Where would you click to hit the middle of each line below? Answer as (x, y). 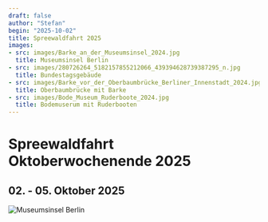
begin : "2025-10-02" (43, 30)
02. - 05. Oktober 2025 (67, 190)
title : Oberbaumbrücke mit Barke (71, 90)
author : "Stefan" (37, 23)
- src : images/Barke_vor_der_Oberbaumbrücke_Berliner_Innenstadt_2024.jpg (135, 82)
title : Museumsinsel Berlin (62, 61)
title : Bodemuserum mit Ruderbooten (76, 105)
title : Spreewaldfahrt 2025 (55, 38)
